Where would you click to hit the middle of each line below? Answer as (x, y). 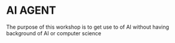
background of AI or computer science (54, 33)
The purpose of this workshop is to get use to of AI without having (87, 27)
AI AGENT (31, 10)
